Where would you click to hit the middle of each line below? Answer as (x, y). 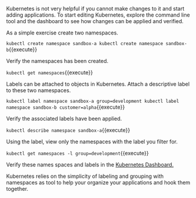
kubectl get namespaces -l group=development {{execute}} (78, 153)
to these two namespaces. (39, 90)
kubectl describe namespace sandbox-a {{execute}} (68, 130)
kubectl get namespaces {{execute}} (50, 73)
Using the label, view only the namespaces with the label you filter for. (92, 142)
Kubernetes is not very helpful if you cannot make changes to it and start (95, 9)
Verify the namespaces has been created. (57, 61)
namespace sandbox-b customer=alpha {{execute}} (66, 107)
